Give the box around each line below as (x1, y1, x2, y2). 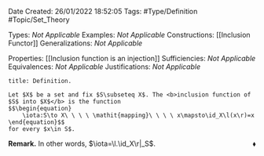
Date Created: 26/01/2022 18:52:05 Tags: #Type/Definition (8, 7, 198, 16)
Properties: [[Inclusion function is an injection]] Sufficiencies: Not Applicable (8, 54, 256, 63)
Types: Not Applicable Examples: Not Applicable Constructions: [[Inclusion (8, 31, 251, 39)
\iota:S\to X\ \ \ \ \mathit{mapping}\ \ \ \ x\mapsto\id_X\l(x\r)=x (22, 111, 255, 119)
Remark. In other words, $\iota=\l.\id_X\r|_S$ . (8, 139, 156, 148)
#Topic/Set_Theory (8, 15, 70, 24)
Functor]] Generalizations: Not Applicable (8, 38, 143, 48)
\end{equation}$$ (8, 118, 65, 126)
